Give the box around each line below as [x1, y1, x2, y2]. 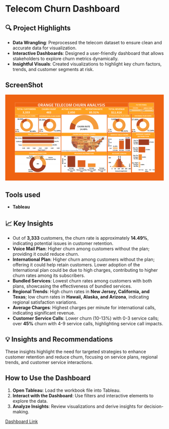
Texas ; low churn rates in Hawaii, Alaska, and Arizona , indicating [12, 294, 149, 300]
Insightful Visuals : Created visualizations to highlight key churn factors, [12, 61, 162, 67]
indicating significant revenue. [12, 310, 75, 316]
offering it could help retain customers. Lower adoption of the [12, 262, 140, 268]
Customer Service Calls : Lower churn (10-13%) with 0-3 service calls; [12, 315, 159, 321]
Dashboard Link [5, 418, 38, 424]
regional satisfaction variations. [12, 299, 78, 305]
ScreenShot [5, 81, 43, 90]
